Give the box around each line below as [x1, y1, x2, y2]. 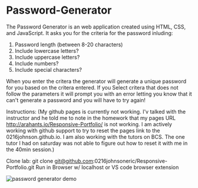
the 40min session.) [6, 146, 55, 153]
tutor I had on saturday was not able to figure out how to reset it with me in [6, 139, 188, 146]
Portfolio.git [6, 164, 34, 171]
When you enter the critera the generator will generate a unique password [6, 78, 187, 85]
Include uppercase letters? [14, 53, 80, 60]
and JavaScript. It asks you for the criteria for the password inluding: [6, 29, 173, 36]
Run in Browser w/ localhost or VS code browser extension [35, 164, 179, 171]
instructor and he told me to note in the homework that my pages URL [6, 114, 176, 122]
